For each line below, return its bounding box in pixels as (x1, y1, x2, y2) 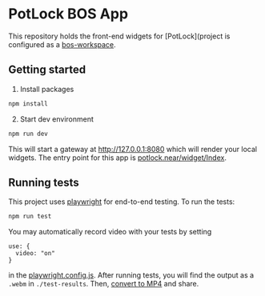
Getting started (8, 63, 86, 77)
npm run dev (8, 130, 48, 138)
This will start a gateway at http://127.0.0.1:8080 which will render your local (8, 144, 258, 154)
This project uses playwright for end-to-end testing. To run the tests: (8, 197, 235, 206)
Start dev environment (19, 114, 94, 124)
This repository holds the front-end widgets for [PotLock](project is (8, 31, 231, 41)
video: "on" (15, 250, 56, 258)
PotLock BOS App (8, 5, 129, 23)
